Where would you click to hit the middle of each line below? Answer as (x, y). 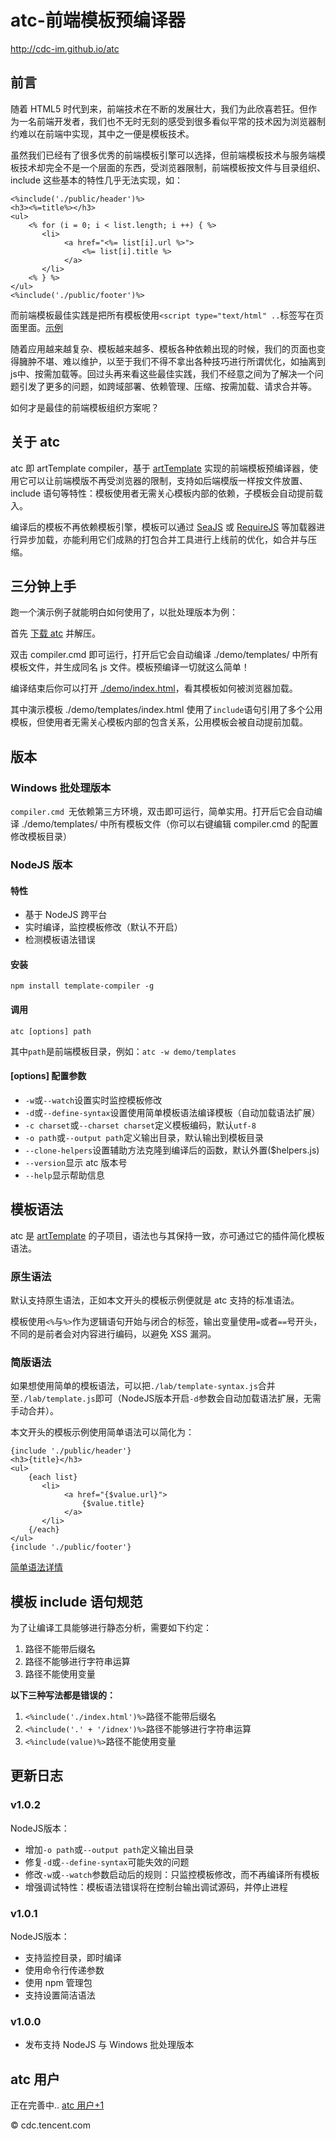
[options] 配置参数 (48, 1076)
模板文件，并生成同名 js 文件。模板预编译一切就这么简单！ (130, 667)
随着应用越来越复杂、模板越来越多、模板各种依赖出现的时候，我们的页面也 (163, 348)
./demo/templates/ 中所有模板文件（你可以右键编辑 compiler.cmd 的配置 (170, 824)
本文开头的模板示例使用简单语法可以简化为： (102, 1432)
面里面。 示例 (36, 327)
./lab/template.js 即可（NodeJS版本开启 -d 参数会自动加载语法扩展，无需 (170, 1398)
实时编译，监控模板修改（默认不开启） (103, 927)
